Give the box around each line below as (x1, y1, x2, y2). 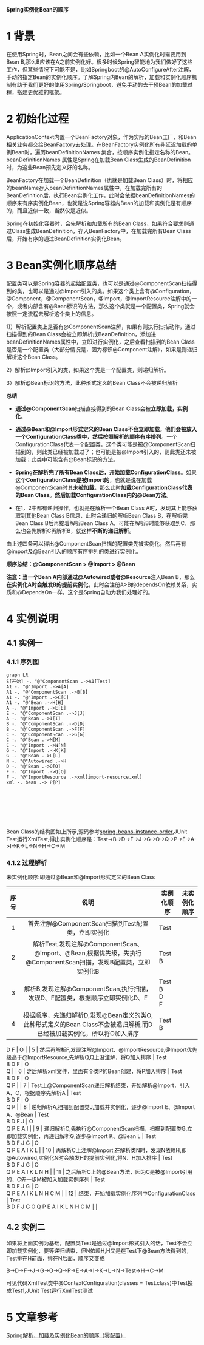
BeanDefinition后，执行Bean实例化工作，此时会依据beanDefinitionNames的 (6, 191, 195, 199)
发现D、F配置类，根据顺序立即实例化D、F (28, 994, 148, 1002)
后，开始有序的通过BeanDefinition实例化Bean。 (6, 235, 126, 242)
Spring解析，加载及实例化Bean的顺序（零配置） (6, 1332, 126, 1339)
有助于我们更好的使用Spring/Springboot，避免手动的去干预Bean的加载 (11, 81, 188, 88)
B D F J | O (6, 1117, 33, 1125)
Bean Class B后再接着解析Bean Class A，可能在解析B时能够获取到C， (15, 519, 190, 527)
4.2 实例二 (6, 1222, 46, 1233)
